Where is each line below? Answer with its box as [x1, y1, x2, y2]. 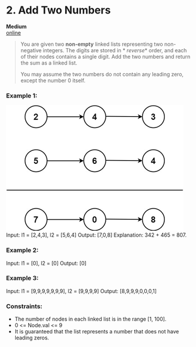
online [6, 29, 21, 36]
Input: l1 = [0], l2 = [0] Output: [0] [6, 260, 87, 267]
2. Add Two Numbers [6, 4, 111, 17]
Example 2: [6, 246, 39, 254]
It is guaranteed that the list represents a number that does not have [14, 328, 179, 335]
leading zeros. [14, 334, 49, 341]
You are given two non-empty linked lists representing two [20, 41, 163, 48]
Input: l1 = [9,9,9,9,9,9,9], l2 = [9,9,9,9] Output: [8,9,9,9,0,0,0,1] [6, 287, 157, 294]
